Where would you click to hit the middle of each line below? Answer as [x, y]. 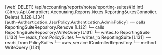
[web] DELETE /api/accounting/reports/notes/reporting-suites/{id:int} [74, 7]
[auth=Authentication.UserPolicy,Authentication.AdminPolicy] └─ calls [75, 22]
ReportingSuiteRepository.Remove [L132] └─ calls [55, 27]
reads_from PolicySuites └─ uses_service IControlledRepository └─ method [81, 42]
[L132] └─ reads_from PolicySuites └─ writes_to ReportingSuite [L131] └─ [78, 37]
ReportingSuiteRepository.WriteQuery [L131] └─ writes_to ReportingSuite [78, 32]
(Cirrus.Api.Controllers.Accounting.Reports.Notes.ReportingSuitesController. [81, 12]
